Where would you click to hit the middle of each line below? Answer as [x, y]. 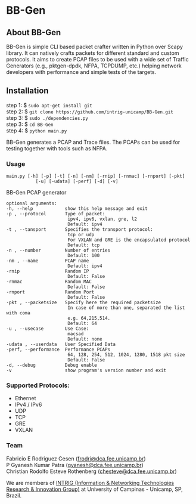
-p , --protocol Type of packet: [56, 214]
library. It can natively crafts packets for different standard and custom [93, 53]
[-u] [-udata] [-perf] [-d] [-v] [77, 182]
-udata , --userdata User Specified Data [61, 344]
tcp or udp [81, 235]
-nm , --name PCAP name [48, 261]
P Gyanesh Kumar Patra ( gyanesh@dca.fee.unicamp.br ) [75, 465]
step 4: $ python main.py [37, 130]
